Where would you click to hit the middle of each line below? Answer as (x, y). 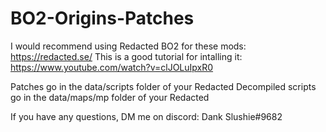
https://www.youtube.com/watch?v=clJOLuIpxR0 (112, 67)
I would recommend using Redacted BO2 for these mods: (128, 46)
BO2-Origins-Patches (102, 18)
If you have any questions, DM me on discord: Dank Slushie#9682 (146, 116)
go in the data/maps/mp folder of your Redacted (110, 97)
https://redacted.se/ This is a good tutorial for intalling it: (126, 56)
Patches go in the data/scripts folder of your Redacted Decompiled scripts (163, 86)
